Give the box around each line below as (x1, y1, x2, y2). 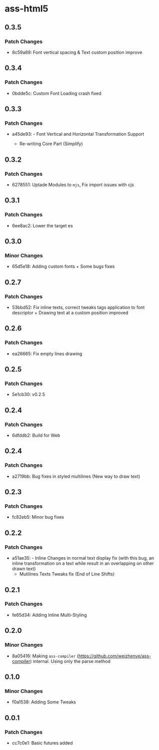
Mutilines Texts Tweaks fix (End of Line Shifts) (19, 571, 114, 577)
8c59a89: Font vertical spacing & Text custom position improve (11, 49, 142, 55)
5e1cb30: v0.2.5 (11, 392, 45, 398)
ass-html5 (4, 3, 48, 15)
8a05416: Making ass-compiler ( (11, 653, 78, 659)
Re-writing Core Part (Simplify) (19, 141, 83, 147)
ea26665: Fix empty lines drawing (11, 350, 82, 356)
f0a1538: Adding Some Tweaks (11, 699, 76, 705)
